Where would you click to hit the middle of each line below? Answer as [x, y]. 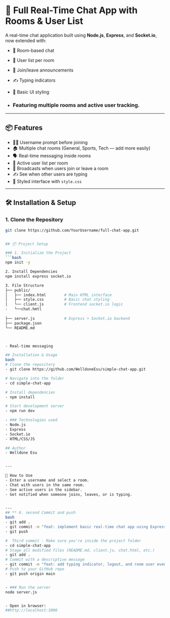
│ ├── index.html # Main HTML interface [59, 295]
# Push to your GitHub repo [35, 569]
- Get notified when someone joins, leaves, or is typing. [69, 494]
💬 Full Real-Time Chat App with [71, 10]
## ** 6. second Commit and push [40, 513]
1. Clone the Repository [34, 220]
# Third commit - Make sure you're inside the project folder [73, 541]
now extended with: [26, 41]
